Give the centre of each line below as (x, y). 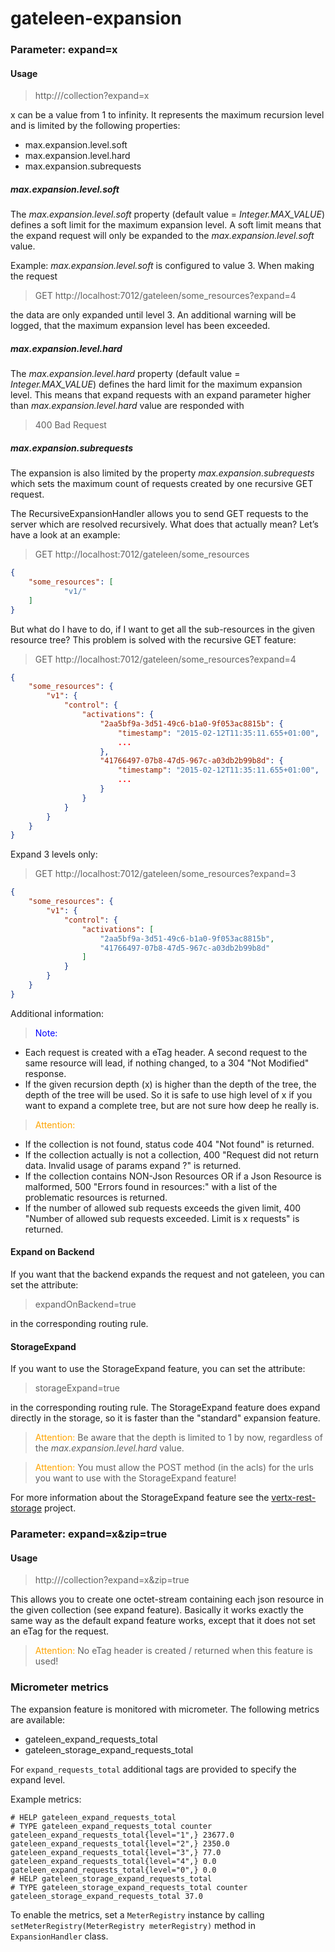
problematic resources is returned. (96, 1197)
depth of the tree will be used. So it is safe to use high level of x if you (168, 1094)
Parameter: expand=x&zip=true (89, 1534)
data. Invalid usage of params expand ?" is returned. (133, 1165)
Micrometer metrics (60, 1687)
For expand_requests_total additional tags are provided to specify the (153, 1769)
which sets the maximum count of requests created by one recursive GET (162, 484)
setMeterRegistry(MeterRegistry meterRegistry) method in (133, 1925)
